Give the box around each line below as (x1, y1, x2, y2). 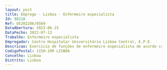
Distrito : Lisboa (5, 58, 41, 63)
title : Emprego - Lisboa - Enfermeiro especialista (5, 12, 114, 17)
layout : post (5, 7, 32, 12)
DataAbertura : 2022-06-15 (5, 26, 59, 31)
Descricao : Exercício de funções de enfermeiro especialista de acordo (5, 44, 157, 49)
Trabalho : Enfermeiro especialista (5, 35, 79, 40)
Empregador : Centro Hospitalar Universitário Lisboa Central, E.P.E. (5, 39, 153, 44)
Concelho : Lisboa (5, 53, 41, 58)
